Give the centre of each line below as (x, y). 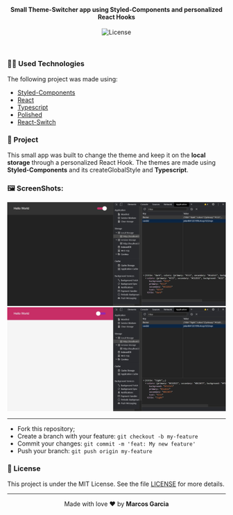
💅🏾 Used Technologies (46, 64)
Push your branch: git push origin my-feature (85, 450)
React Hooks (116, 17)
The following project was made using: (62, 79)
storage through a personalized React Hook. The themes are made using (112, 162)
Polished (30, 115)
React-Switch (37, 122)
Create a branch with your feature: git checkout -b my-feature (107, 436)
